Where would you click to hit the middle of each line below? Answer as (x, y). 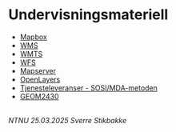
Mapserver (38, 70)
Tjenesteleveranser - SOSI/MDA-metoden (89, 88)
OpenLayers (40, 79)
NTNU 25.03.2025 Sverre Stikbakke (68, 120)
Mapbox (34, 37)
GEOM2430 (39, 96)
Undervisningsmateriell (88, 15)
